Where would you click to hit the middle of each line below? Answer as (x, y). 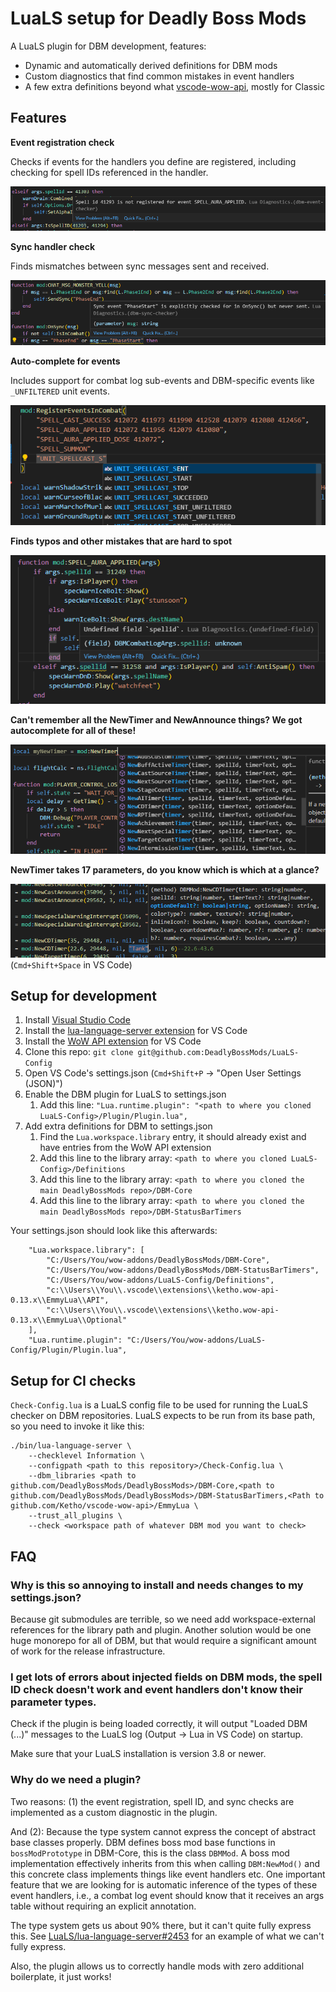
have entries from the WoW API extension (125, 1148)
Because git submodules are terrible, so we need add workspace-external (163, 1619)
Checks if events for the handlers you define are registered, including (153, 161)
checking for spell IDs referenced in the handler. (109, 172)
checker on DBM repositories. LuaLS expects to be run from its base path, (163, 1416)
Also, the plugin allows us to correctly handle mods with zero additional (157, 1966)
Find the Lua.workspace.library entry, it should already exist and (173, 1137)
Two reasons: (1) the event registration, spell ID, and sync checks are (152, 1801)
